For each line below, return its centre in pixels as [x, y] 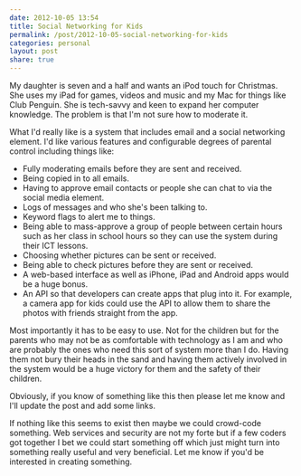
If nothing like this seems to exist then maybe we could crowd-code [136, 423]
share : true [32, 60]
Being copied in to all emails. [75, 178]
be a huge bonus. [55, 284]
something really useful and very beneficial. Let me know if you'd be [137, 452]
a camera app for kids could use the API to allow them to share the [146, 303]
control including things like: [62, 151]
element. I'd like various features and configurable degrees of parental [141, 142]
